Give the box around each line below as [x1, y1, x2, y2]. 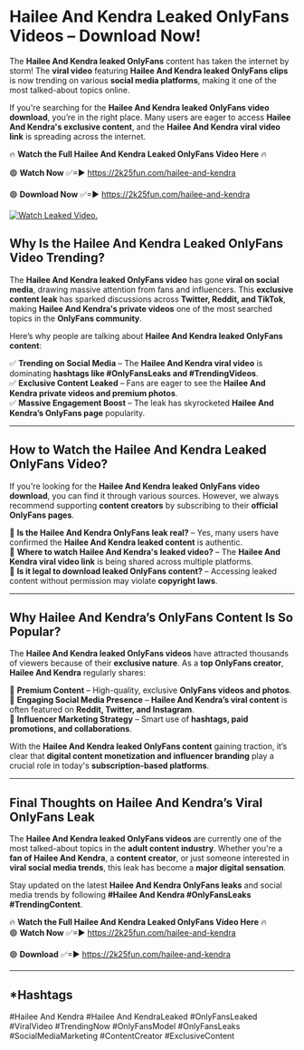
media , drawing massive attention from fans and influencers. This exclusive [9, 284, 294, 295]
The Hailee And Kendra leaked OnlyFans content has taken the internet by [9, 55, 290, 66]
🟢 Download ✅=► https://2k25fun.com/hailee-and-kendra [9, 949, 231, 960]
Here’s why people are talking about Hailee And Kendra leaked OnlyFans [9, 330, 283, 341]
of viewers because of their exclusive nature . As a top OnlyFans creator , [9, 657, 284, 668]
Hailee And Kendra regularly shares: [9, 667, 147, 678]
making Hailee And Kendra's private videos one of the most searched [9, 303, 273, 314]
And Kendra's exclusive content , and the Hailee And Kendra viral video [9, 121, 280, 132]
